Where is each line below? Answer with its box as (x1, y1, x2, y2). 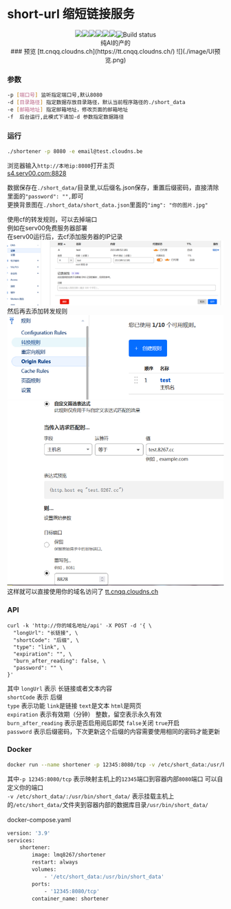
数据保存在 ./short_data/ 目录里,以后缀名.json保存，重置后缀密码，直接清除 (7, 183, 219, 192)
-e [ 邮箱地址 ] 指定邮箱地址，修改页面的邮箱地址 (7, 106, 129, 113)
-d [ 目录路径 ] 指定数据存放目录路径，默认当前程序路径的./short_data (7, 99, 186, 106)
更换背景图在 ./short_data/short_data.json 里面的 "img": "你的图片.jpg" (7, 201, 208, 209)
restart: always (32, 859, 78, 866)
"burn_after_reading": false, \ (13, 657, 107, 664)
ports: (32, 880, 51, 888)
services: (7, 837, 36, 844)
